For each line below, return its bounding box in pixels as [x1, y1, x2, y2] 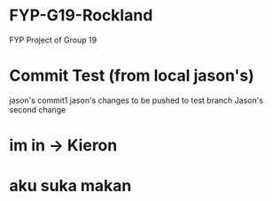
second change [9, 104, 66, 115]
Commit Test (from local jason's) [9, 66, 255, 86]
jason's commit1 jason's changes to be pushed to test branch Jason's [9, 95, 264, 105]
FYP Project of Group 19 [9, 35, 97, 45]
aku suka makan [9, 176, 132, 196]
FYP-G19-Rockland [9, 5, 153, 26]
